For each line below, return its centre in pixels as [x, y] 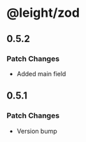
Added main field [41, 73]
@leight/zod [43, 13]
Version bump [37, 131]
